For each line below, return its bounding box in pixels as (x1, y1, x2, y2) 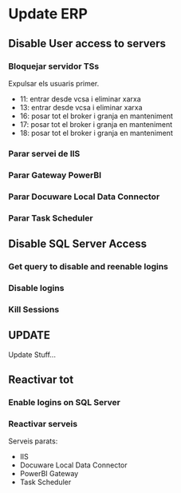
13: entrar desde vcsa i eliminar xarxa (19, 102, 143, 112)
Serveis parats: (8, 436, 58, 446)
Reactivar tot (8, 372, 74, 386)
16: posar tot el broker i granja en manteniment (19, 111, 173, 121)
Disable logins (8, 282, 65, 293)
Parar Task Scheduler (8, 213, 93, 224)
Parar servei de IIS (8, 148, 81, 159)
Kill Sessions (8, 304, 60, 315)
